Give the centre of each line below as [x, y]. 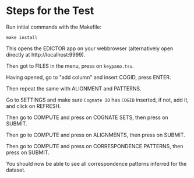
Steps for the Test [50, 11]
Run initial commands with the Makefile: [54, 27]
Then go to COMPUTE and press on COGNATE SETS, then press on [87, 117]
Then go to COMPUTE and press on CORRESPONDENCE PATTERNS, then [95, 146]
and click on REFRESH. [33, 106]
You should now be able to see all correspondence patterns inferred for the [96, 163]
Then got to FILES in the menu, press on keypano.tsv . [70, 66]
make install [22, 37]
